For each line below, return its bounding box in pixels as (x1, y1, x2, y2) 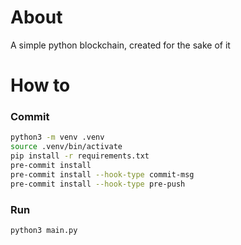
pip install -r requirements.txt (10, 151, 150, 161)
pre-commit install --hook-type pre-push (10, 179, 186, 189)
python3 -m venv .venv (10, 132, 105, 143)
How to (10, 74, 71, 97)
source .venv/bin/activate (10, 142, 123, 152)
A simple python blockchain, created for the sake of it (10, 39, 231, 51)
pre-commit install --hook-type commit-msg (10, 169, 195, 180)
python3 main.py (10, 225, 78, 235)
